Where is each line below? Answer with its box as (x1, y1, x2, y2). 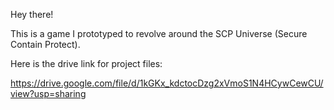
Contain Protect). (10, 39, 81, 50)
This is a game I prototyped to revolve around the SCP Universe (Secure (10, 28, 308, 39)
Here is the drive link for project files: (10, 58, 163, 69)
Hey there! (10, 9, 54, 20)
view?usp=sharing (10, 88, 87, 99)
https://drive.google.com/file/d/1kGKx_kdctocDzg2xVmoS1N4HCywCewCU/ (10, 77, 324, 89)
